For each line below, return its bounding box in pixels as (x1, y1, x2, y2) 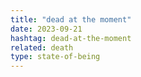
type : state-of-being (10, 52, 101, 62)
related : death (10, 42, 74, 53)
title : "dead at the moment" (10, 14, 132, 25)
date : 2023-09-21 (10, 24, 83, 34)
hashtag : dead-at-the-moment (10, 33, 132, 43)
